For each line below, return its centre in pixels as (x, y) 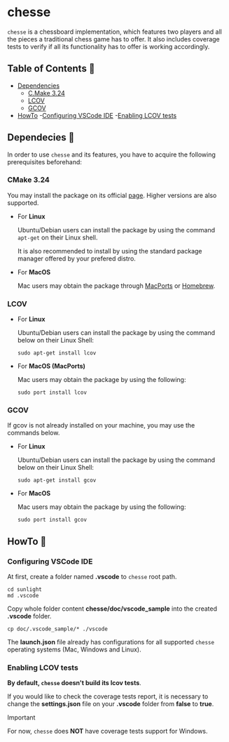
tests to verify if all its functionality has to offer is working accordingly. (109, 46)
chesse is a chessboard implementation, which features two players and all (114, 32)
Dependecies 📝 (41, 138)
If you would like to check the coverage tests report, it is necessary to (108, 696)
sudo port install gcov (52, 520)
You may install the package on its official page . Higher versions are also (112, 195)
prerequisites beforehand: (45, 161)
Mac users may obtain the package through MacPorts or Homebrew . (116, 286)
